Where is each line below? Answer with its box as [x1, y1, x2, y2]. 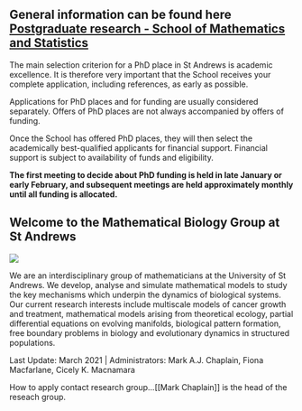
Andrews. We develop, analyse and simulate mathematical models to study [9, 279, 288, 290]
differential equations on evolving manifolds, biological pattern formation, [9, 318, 281, 329]
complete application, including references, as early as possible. [9, 79, 249, 89]
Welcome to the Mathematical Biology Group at [9, 215, 280, 230]
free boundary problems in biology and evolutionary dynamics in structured [9, 327, 290, 338]
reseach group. [9, 391, 66, 402]
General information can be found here [9, 7, 232, 23]
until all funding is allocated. [9, 189, 118, 200]
